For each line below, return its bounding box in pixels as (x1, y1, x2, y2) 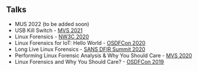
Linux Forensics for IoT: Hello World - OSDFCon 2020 (14, 39, 146, 46)
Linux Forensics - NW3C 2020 (14, 33, 90, 40)
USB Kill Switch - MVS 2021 (14, 27, 83, 34)
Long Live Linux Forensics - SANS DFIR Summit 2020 (14, 46, 146, 53)
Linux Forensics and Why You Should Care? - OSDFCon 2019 (14, 58, 164, 65)
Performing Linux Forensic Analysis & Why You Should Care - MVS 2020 (14, 51, 193, 59)
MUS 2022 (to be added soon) (14, 20, 90, 27)
